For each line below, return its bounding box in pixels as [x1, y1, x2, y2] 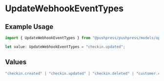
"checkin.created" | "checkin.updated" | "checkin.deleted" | [5, 71, 134, 76]
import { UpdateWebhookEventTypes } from [5, 35, 91, 40]
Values [5, 58, 27, 66]
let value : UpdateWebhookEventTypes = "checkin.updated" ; [5, 44, 125, 49]
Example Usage [5, 23, 54, 31]
